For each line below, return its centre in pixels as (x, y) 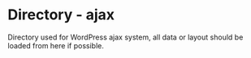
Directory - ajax (61, 15)
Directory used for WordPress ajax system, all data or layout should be (125, 37)
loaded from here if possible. (56, 45)
